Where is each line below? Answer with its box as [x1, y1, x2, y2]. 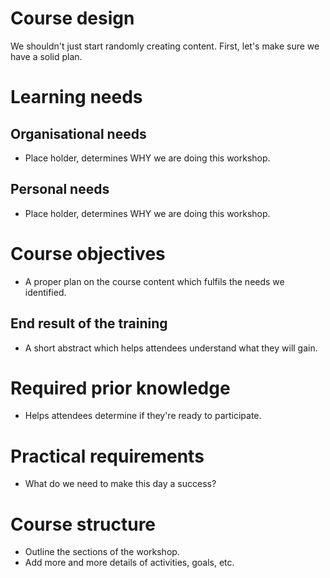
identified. [24, 286, 67, 298]
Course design [10, 7, 135, 30]
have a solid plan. [10, 50, 83, 62]
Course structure [10, 513, 157, 536]
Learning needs [10, 86, 143, 109]
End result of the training [10, 315, 168, 332]
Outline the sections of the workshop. [24, 546, 180, 558]
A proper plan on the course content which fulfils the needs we [24, 275, 285, 287]
